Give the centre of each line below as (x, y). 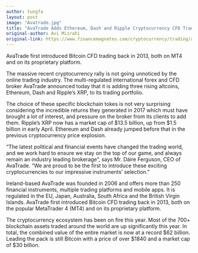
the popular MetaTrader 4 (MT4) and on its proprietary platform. (84, 208)
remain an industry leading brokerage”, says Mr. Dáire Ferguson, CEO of (93, 159)
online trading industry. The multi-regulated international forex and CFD (93, 80)
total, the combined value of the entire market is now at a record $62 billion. (98, 232)
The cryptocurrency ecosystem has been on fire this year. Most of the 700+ (98, 220)
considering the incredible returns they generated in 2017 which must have (97, 110)
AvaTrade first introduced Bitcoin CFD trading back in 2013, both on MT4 (94, 56)
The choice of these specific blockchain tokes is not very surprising (88, 104)
